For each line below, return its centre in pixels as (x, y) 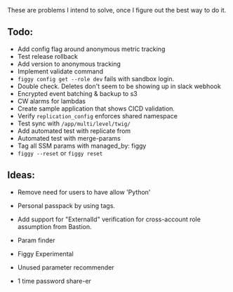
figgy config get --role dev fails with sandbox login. (96, 78)
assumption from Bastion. (55, 226)
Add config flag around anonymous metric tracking (91, 49)
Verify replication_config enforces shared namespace (97, 116)
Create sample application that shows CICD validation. (96, 109)
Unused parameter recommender (66, 267)
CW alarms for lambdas (52, 101)
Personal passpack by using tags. (66, 205)
